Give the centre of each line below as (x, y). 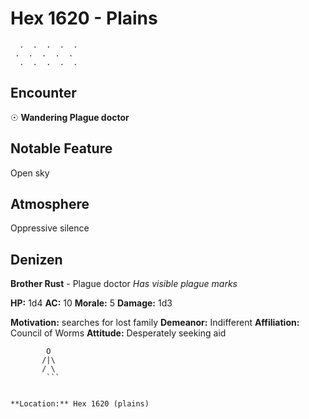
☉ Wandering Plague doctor (70, 117)
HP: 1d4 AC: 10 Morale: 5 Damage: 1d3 (91, 303)
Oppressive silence (50, 228)
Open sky (30, 173)
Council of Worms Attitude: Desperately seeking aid (118, 333)
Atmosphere (50, 203)
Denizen (36, 259)
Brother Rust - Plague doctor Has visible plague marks (124, 284)
